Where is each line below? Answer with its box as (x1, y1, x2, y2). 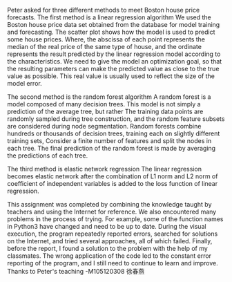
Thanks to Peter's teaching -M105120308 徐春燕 (7, 267, 145, 275)
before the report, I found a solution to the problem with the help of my (7, 245, 209, 252)
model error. (7, 79, 43, 87)
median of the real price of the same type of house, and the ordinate (7, 43, 202, 50)
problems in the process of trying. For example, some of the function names (7, 215, 224, 223)
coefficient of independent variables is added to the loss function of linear (7, 180, 218, 187)
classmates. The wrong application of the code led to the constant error (7, 252, 212, 260)
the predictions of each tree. (7, 151, 88, 160)
